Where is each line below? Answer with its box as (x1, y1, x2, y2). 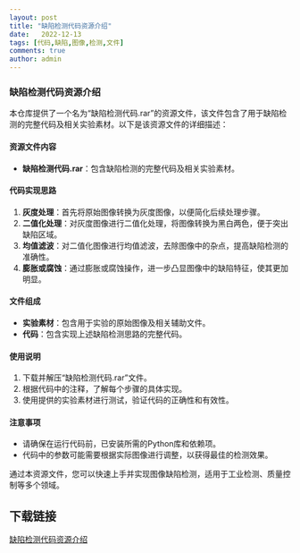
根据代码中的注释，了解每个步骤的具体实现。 (21, 384, 187, 395)
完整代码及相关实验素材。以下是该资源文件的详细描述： (24, 119, 229, 130)
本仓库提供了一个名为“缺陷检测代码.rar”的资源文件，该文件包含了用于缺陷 (9, 108, 279, 119)
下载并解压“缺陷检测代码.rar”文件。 (21, 372, 152, 383)
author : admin (9, 55, 62, 64)
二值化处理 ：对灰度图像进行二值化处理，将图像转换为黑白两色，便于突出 (21, 217, 288, 228)
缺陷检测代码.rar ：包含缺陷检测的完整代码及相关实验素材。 (21, 163, 239, 174)
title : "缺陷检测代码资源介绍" (9, 21, 112, 30)
